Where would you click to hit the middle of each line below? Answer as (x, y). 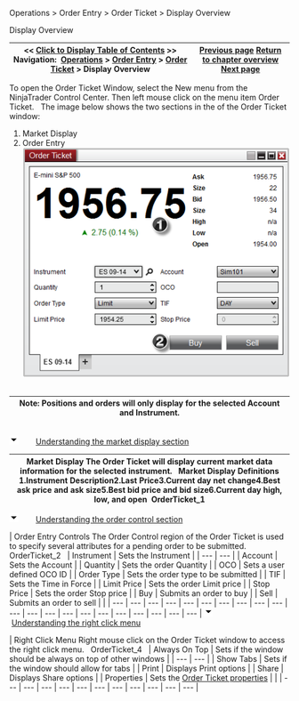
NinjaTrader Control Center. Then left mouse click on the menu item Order (145, 97)
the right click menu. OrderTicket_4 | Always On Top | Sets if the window (146, 649)
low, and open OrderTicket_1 (149, 499)
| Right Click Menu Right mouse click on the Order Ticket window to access (147, 641)
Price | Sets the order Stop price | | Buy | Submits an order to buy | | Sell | (144, 593)
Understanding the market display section (112, 442)
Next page (241, 68)
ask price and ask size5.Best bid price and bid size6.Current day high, (149, 489)
